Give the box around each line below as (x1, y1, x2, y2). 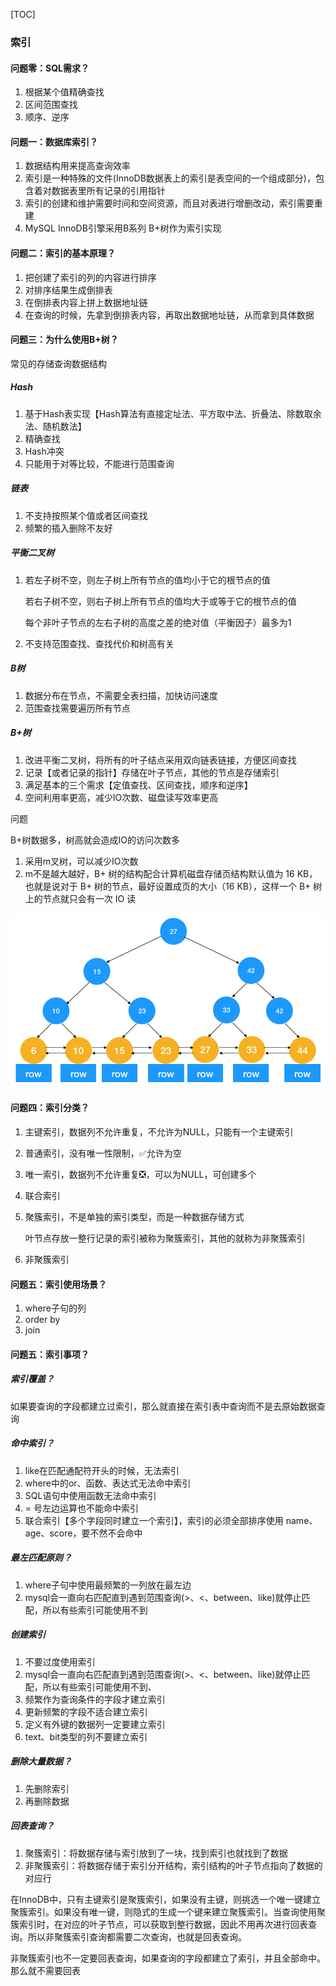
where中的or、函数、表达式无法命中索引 (24, 1477, 192, 1489)
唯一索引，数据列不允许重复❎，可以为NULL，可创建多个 (24, 1169, 257, 1180)
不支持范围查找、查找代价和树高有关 (24, 637, 175, 649)
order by (24, 1314, 61, 1326)
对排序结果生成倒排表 (24, 284, 113, 296)
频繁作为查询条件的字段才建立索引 (24, 1693, 166, 1705)
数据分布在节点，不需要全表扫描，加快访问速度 (24, 689, 218, 701)
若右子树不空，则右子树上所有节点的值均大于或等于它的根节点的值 (24, 595, 297, 607)
